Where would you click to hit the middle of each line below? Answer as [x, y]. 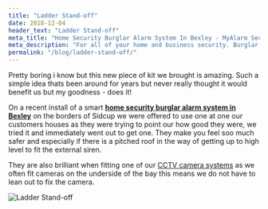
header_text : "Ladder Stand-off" [64, 30]
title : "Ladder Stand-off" [53, 15]
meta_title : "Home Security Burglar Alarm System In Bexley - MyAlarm [128, 38]
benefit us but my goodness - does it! [70, 92]
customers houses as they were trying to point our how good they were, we [132, 124]
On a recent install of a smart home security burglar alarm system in [122, 107]
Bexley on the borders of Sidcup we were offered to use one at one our [126, 116]
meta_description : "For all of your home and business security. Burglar [134, 45]
